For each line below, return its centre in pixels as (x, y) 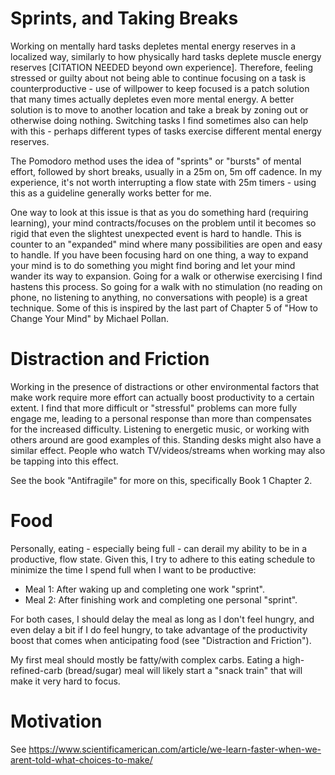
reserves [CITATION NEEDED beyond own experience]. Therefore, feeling (161, 67)
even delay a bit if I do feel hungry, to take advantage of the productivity (159, 629)
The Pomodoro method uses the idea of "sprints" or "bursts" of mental (156, 161)
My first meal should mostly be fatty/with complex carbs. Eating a (145, 659)
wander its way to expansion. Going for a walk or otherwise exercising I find (166, 276)
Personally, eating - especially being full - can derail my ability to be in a (159, 548)
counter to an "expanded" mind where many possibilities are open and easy (166, 244)
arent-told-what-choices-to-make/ (81, 759)
